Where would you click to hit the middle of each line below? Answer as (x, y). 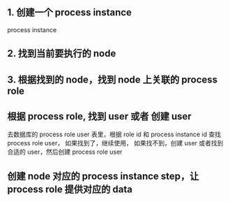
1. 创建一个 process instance (70, 13)
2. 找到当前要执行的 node (62, 53)
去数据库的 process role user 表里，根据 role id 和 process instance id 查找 (114, 134)
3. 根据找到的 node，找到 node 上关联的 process (113, 79)
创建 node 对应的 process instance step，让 (103, 176)
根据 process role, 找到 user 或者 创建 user (99, 116)
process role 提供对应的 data (70, 189)
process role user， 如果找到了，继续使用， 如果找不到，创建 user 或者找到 (115, 143)
